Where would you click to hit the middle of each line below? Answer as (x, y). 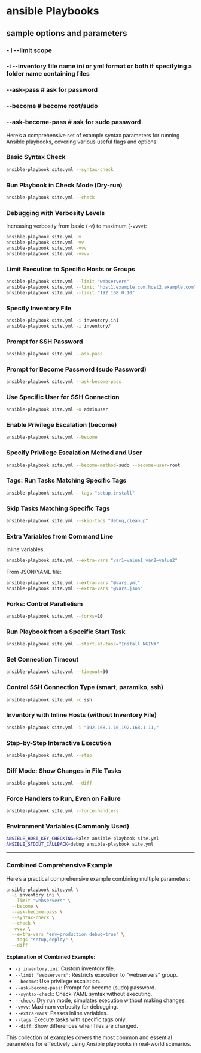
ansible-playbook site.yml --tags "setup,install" (71, 493)
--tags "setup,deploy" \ (42, 940)
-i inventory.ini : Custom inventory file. (65, 968)
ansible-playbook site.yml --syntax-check (60, 169)
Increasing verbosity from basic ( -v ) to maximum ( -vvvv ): (77, 226)
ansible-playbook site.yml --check (51, 198)
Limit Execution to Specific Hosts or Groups (71, 269)
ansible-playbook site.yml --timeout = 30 (57, 672)
